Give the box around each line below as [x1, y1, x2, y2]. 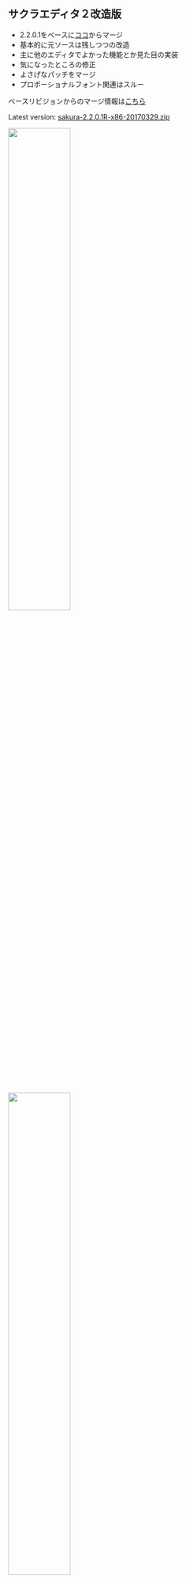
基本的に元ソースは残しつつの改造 [19, 40, 130, 49]
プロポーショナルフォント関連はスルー [19, 79, 144, 89]
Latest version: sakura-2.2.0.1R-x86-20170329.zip [8, 112, 170, 121]
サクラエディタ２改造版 [8, 7, 122, 21]
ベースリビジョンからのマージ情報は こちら [8, 96, 147, 105]
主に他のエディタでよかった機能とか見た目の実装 [19, 50, 179, 59]
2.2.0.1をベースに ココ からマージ [19, 30, 124, 40]
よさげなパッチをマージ [19, 70, 96, 79]
